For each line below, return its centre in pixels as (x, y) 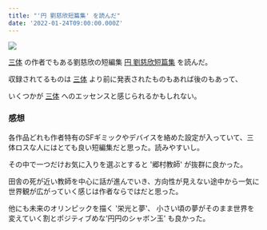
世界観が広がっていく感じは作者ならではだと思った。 (96, 191)
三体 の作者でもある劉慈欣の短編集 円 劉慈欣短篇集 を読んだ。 (110, 61)
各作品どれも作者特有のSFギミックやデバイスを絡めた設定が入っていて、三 (131, 137)
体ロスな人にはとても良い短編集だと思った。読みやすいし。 (106, 147)
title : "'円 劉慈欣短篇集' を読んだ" (64, 16)
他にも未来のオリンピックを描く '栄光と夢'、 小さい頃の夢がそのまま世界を (132, 208)
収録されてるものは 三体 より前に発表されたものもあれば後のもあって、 (125, 79)
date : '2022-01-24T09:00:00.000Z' (66, 23)
